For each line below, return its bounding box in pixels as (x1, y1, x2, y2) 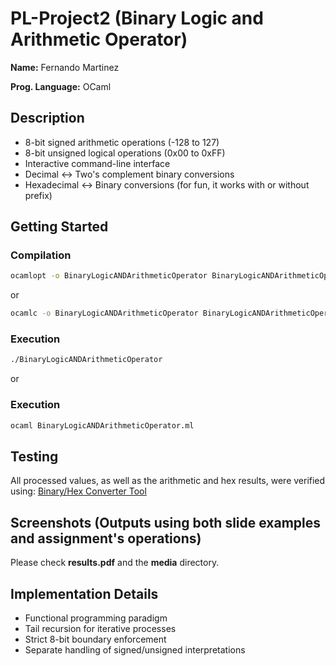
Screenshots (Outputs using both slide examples (10, 514, 322, 531)
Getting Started (10, 218, 109, 236)
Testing (10, 448, 59, 465)
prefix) (24, 189, 53, 201)
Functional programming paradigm (24, 612, 168, 624)
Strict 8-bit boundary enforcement (24, 633, 167, 645)
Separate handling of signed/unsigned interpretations (24, 643, 246, 656)
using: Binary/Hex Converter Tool (10, 485, 147, 497)
